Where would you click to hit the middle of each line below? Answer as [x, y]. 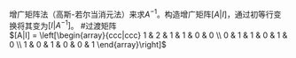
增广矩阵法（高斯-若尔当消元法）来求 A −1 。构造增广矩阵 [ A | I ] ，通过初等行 [141, 14]
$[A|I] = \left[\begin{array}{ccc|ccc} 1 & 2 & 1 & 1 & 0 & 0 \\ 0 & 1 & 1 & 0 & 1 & [148, 35]
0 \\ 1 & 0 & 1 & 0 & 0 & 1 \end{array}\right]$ [88, 45]
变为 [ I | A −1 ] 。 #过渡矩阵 [74, 25]
